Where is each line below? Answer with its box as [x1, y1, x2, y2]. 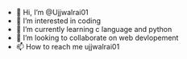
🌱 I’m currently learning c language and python [15, 25, 172, 33]
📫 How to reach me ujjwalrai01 [15, 42, 120, 51]
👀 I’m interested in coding [15, 16, 102, 26]
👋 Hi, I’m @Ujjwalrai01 [15, 8, 89, 17]
